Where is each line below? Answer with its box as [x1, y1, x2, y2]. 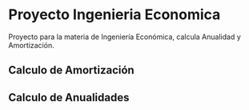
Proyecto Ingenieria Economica [8, 6, 221, 24]
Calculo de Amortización [8, 64, 135, 77]
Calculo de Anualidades [8, 90, 130, 104]
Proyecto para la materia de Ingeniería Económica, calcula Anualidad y [8, 32, 242, 41]
